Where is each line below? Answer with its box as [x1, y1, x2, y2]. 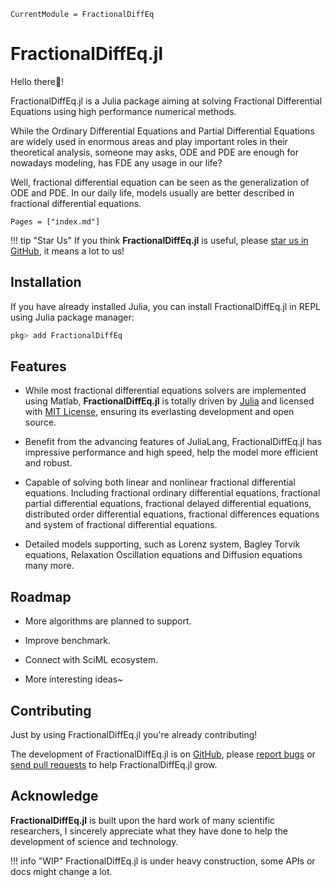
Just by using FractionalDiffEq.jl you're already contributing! [10, 729, 258, 741]
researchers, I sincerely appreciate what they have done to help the [10, 825, 289, 837]
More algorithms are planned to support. [24, 615, 192, 627]
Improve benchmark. [24, 635, 111, 647]
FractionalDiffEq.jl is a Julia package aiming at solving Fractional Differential [10, 95, 323, 107]
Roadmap [10, 588, 72, 605]
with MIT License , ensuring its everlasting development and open [24, 406, 295, 418]
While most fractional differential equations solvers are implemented [24, 385, 307, 397]
